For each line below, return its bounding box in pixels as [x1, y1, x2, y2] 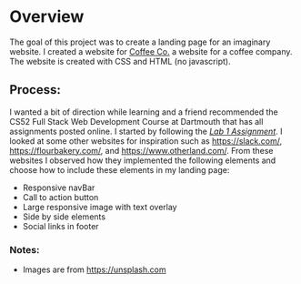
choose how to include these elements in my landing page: [9, 164, 230, 175]
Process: [9, 82, 61, 97]
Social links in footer [22, 220, 99, 231]
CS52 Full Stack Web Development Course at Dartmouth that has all [9, 116, 264, 127]
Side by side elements [22, 211, 106, 222]
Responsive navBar [22, 182, 95, 193]
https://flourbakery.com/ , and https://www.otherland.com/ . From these [9, 145, 275, 156]
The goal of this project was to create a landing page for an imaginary [9, 36, 271, 47]
